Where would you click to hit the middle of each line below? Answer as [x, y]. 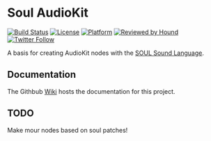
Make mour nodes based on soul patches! [68, 130]
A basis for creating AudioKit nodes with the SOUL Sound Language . [105, 53]
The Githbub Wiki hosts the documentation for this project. [91, 91]
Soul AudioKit [48, 13]
